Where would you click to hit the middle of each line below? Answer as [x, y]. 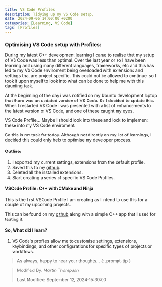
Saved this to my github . [36, 167]
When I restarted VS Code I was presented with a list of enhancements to [78, 106]
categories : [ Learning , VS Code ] [39, 23]
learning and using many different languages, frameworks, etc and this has [80, 66]
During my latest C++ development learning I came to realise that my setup [80, 55]
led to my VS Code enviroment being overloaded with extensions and [74, 70]
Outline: [13, 152]
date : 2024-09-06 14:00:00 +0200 [39, 18]
